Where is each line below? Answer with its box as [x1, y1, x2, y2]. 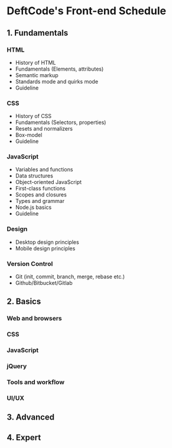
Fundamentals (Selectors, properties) [15, 119, 106, 126]
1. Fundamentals [7, 28, 69, 38]
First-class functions [15, 185, 66, 192]
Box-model [15, 132, 43, 139]
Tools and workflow [7, 378, 64, 386]
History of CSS [15, 113, 52, 120]
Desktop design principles [15, 239, 79, 246]
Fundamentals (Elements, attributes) [15, 65, 104, 72]
